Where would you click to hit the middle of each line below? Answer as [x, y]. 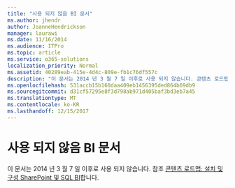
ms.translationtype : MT [42, 99]
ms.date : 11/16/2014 [37, 40]
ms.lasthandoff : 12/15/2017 [48, 111]
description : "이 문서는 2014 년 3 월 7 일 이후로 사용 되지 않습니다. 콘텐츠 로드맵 [118, 79]
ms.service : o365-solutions [48, 59]
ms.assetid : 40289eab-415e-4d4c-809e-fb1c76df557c [83, 72]
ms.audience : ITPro [36, 46]
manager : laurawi [33, 33]
